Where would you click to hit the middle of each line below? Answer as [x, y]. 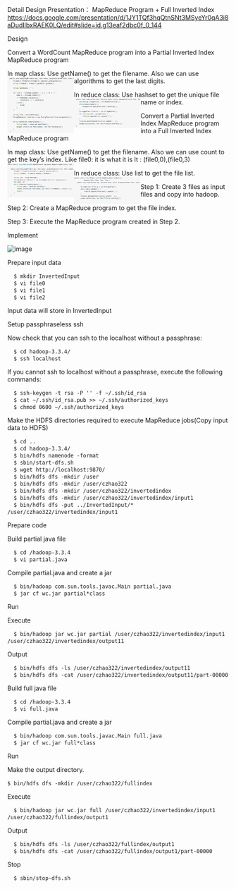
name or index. [162, 102]
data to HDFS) [28, 428]
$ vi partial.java [41, 560]
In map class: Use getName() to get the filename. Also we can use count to [116, 152]
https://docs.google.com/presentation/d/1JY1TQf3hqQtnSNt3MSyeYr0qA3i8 [118, 18]
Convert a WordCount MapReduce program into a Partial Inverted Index [111, 52]
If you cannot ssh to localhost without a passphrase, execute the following [115, 372]
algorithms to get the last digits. [119, 81]
